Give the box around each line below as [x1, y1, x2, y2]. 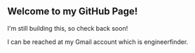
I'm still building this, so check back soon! [7, 24, 128, 32]
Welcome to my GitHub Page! [7, 6, 138, 17]
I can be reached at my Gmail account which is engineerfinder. [7, 38, 189, 46]
